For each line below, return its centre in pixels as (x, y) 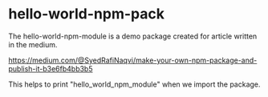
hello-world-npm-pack (86, 14)
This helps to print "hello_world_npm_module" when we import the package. (134, 84)
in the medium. (33, 44)
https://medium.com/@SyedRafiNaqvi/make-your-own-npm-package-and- (133, 60)
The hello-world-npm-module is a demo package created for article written (133, 36)
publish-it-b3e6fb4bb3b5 (51, 68)
